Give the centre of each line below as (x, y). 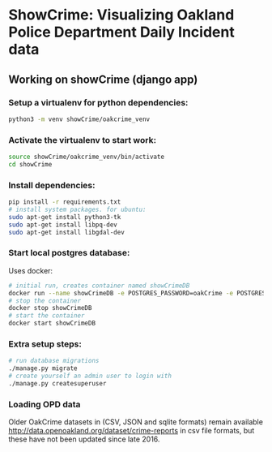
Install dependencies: (52, 185)
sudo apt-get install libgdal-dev (67, 232)
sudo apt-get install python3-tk (65, 217)
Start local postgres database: (69, 253)
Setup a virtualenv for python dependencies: (98, 102)
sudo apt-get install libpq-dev (63, 225)
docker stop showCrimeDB (50, 308)
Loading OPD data (45, 404)
